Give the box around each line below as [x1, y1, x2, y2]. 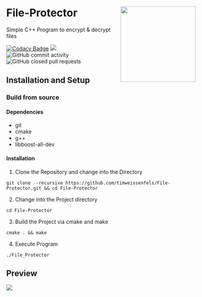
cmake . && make [6, 229, 47, 235]
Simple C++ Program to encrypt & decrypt [6, 26, 111, 33]
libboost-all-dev [14, 141, 55, 148]
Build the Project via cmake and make [14, 218, 108, 225]
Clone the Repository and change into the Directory [14, 168, 143, 175]
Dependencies [6, 108, 44, 115]
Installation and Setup [6, 75, 90, 86]
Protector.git [6, 185, 42, 191]
